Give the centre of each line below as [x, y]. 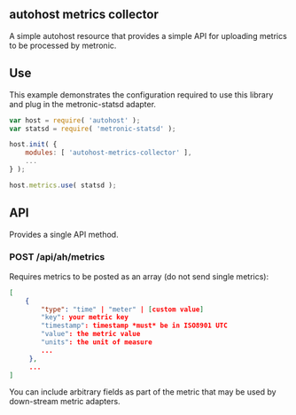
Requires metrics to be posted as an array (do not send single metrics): [139, 276]
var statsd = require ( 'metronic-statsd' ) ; [93, 129]
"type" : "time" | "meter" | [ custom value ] [122, 309]
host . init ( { [33, 145]
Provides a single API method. [64, 234]
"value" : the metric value [91, 334]
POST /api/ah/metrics [57, 257]
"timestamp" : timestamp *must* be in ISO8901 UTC [134, 326]
